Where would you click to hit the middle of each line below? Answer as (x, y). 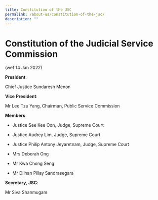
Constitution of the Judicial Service (79, 43)
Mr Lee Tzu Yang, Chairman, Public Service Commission (62, 106)
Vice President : (21, 97)
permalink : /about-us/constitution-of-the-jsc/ (55, 14)
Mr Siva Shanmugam (26, 192)
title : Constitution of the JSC (38, 10)
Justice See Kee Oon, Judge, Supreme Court (58, 125)
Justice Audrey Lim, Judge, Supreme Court (56, 135)
